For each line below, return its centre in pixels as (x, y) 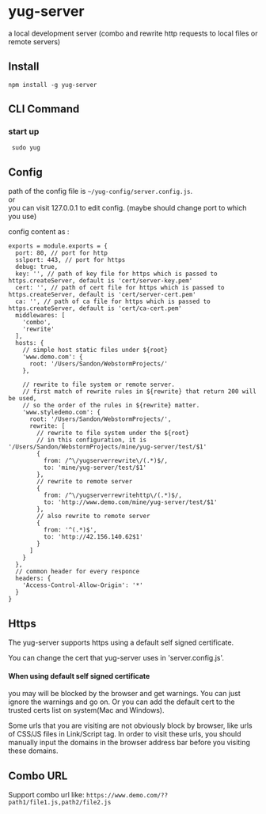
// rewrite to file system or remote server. (99, 385)
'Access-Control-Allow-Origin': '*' (83, 585)
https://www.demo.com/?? (127, 796)
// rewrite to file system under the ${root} (113, 434)
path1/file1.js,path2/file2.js (60, 803)
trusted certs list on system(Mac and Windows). (86, 710)
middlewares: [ (40, 316)
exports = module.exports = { (58, 246)
